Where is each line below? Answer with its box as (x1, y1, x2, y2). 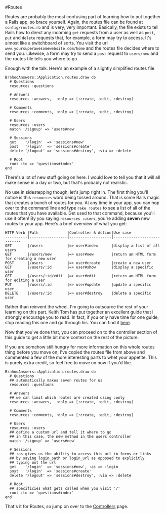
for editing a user (5, 278, 45, 283)
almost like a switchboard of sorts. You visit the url (5, 40, 108, 46)
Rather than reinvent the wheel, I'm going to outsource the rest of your (5, 304, 149, 309)
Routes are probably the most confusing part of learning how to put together (5, 14, 161, 19)
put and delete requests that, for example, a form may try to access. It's (5, 35, 152, 41)
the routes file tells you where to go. (5, 56, 79, 61)
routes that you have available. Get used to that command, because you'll (5, 210, 155, 216)
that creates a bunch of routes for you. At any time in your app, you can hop (5, 200, 160, 206)
